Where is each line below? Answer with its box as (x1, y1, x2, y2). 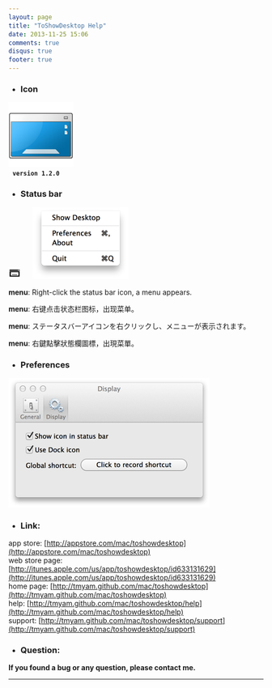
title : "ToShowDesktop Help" (8, 21, 107, 30)
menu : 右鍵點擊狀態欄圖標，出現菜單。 (8, 338, 139, 348)
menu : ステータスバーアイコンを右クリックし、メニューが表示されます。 (8, 321, 251, 331)
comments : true (8, 39, 60, 47)
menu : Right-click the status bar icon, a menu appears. (8, 287, 193, 297)
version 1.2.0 (11, 170, 60, 178)
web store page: (8, 555, 63, 566)
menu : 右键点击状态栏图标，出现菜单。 (8, 304, 139, 313)
